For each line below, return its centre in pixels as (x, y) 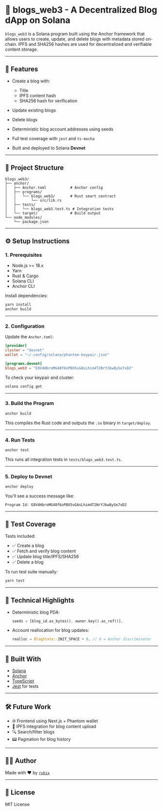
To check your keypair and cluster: (40, 377)
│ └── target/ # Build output (53, 213)
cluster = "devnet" (25, 350)
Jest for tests (25, 686)
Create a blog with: (31, 81)
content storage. (22, 49)
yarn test (15, 581)
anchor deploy (19, 487)
